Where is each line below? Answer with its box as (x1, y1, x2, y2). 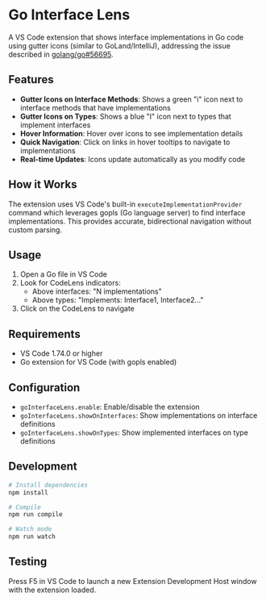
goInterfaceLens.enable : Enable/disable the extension (19, 402, 200, 411)
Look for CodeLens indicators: (19, 278, 121, 288)
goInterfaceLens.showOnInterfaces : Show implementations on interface (19, 411, 258, 420)
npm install (8, 488, 48, 497)
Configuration (8, 381, 81, 394)
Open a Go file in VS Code (19, 269, 107, 279)
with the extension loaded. (8, 585, 97, 595)
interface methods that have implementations (19, 102, 171, 112)
